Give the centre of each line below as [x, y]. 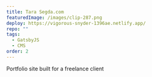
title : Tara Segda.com [35, 12]
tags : [13, 35]
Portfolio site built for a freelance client [55, 69]
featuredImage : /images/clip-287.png [54, 18]
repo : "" [17, 29]
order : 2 [17, 52]
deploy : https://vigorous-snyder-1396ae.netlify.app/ [76, 23]
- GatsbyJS [26, 40]
